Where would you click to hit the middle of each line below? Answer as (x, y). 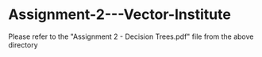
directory (23, 44)
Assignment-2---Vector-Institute (120, 15)
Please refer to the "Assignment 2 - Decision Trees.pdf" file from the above (131, 36)
